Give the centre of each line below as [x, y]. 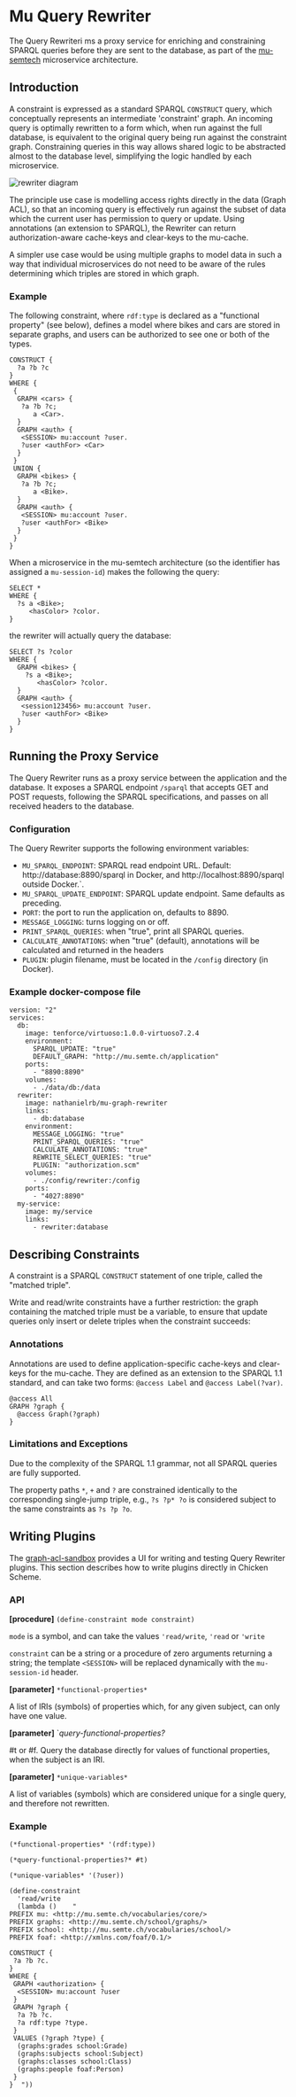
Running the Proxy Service [84, 756]
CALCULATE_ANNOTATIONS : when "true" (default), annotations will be [140, 941]
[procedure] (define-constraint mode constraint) [102, 1619]
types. [21, 344]
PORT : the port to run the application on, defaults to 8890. [125, 913]
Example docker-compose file [75, 992]
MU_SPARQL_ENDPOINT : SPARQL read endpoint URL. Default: [126, 866]
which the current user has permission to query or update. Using [127, 218]
